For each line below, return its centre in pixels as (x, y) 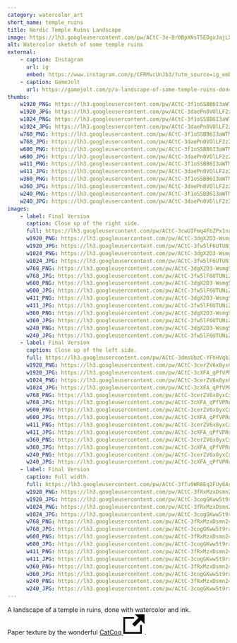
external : (22, 52)
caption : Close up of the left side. (81, 350)
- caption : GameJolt (50, 82)
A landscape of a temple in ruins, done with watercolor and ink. (99, 610)
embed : (36, 74)
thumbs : (19, 97)
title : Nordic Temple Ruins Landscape (64, 30)
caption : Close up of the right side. (83, 224)
